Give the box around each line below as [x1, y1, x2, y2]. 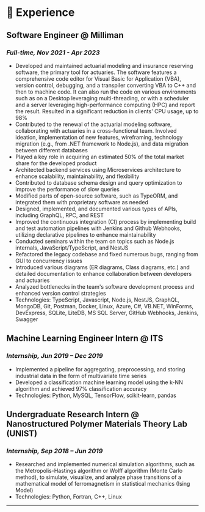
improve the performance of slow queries [15, 185, 120, 193]
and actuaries [15, 276, 50, 284]
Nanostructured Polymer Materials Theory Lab [6, 418, 188, 429]
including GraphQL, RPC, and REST [15, 211, 104, 219]
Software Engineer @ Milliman [6, 30, 124, 40]
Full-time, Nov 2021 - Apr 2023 [6, 48, 100, 57]
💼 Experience [6, 6, 75, 20]
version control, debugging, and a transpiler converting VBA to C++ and [15, 81, 196, 89]
